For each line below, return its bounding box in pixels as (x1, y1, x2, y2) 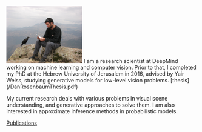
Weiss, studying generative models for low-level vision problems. (6, 77, 170, 84)
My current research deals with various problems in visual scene (6, 95, 168, 102)
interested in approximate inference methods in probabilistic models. (6, 108, 178, 114)
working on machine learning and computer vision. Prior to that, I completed (6, 64, 197, 71)
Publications (6, 119, 38, 127)
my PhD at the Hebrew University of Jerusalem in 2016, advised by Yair (6, 70, 184, 78)
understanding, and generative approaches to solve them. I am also (6, 101, 175, 108)
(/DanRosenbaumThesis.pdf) (6, 83, 78, 90)
